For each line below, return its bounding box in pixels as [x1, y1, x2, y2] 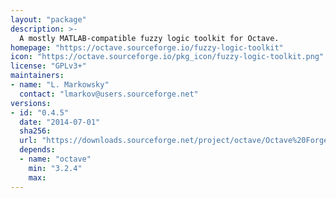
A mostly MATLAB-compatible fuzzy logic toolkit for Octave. [19, 33, 280, 43]
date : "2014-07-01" [19, 117, 101, 127]
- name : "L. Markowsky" [10, 80, 110, 90]
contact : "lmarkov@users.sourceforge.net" [19, 89, 199, 99]
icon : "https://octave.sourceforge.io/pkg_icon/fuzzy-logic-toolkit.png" [10, 52, 325, 62]
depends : [19, 145, 56, 155]
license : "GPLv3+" [10, 61, 87, 71]
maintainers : [10, 71, 65, 81]
